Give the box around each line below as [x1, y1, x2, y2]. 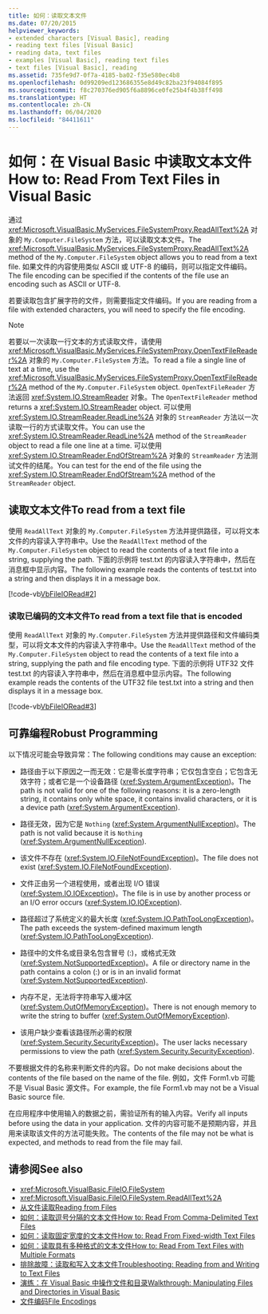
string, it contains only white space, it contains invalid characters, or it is [19, 793, 258, 804]
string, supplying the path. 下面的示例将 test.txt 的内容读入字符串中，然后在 [8, 554, 256, 564]
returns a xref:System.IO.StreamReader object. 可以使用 [8, 401, 192, 412]
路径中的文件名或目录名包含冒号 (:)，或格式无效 [19, 948, 176, 957]
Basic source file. [8, 1092, 65, 1101]
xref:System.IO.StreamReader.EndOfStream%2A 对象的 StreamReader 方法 [8, 450, 251, 460]
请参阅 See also [8, 1163, 84, 1176]
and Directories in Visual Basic [19, 1287, 120, 1296]
